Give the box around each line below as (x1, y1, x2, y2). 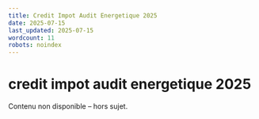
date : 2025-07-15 (8, 19, 66, 27)
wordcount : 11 (8, 33, 55, 42)
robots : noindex (8, 41, 62, 49)
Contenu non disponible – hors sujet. (8, 102, 128, 111)
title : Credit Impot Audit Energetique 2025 (8, 11, 158, 20)
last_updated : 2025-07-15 (8, 26, 93, 34)
